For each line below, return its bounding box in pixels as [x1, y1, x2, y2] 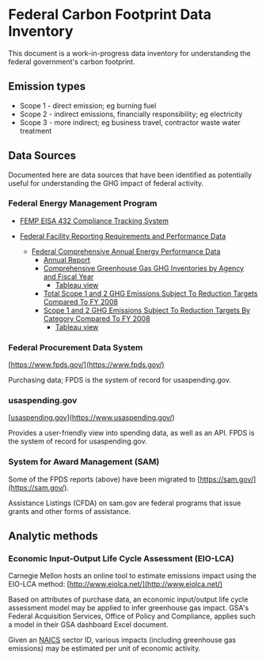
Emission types [8, 80, 86, 93]
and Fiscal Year [43, 271, 94, 281]
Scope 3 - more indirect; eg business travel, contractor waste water [19, 117, 241, 127]
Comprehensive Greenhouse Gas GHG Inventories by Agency [43, 263, 244, 273]
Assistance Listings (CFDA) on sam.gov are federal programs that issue [8, 498, 241, 508]
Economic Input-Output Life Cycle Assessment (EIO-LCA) [8, 553, 235, 565]
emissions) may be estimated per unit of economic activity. [8, 644, 201, 653]
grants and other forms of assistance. [8, 506, 131, 516]
